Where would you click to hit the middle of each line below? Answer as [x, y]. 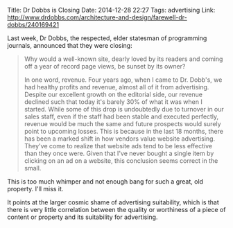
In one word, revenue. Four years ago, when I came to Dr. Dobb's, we [123, 80]
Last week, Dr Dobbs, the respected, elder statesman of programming [107, 38]
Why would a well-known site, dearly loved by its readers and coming [123, 59]
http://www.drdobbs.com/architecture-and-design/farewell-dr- [97, 17]
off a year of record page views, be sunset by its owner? [105, 66]
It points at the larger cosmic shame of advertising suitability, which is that [113, 202]
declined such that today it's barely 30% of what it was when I [113, 102]
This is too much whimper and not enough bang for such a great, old [105, 182]
